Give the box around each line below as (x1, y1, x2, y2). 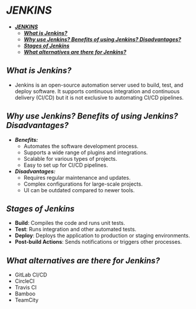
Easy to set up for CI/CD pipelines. (23, 161, 108, 168)
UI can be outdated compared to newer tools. (23, 186, 135, 193)
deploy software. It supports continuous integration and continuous (14, 87, 180, 95)
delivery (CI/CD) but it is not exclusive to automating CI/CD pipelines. (14, 94, 184, 101)
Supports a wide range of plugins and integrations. (23, 149, 148, 156)
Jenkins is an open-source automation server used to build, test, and (14, 81, 184, 88)
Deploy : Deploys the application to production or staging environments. (14, 232, 190, 239)
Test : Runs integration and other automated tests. (14, 226, 137, 233)
